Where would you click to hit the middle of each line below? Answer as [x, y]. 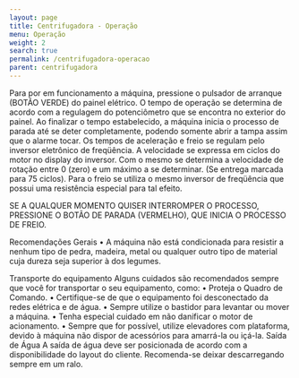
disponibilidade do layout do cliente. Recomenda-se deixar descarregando [147, 354]
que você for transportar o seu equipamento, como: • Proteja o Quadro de [146, 288]
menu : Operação [38, 34]
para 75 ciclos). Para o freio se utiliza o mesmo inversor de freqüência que [147, 178]
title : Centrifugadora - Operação [74, 26]
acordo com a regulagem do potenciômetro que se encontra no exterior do [148, 112]
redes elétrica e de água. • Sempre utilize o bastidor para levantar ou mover [149, 306]
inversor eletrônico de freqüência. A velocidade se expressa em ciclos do [145, 150]
